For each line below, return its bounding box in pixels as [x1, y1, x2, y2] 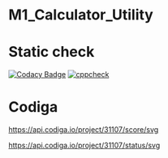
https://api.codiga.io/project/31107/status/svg [8, 140, 161, 151]
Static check [8, 43, 95, 62]
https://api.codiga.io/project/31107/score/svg [8, 125, 159, 135]
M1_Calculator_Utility [8, 6, 154, 24]
